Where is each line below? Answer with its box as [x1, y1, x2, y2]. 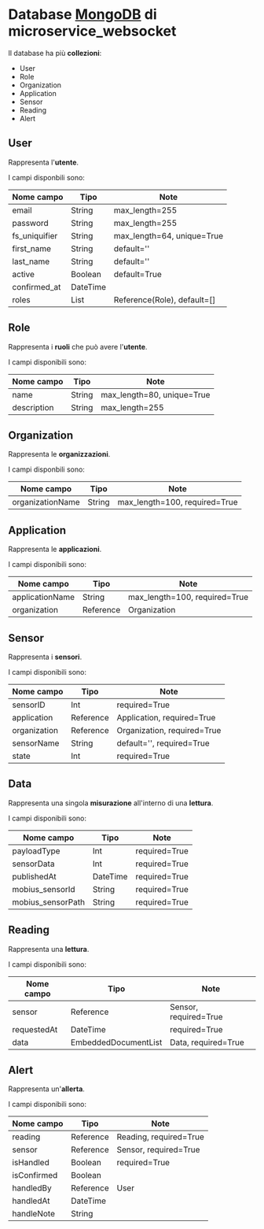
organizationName [12, 497, 80, 508]
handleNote [12, 1209, 55, 1220]
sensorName [12, 738, 60, 749]
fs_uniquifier [12, 230, 58, 241]
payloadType [12, 845, 60, 856]
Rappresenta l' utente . [8, 157, 79, 167]
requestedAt [12, 1024, 58, 1035]
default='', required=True [116, 738, 210, 749]
